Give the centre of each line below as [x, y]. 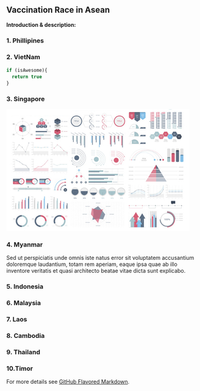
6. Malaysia [24, 303]
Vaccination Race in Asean [58, 10]
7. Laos [17, 320]
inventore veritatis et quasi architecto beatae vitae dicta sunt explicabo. [96, 271]
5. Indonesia [25, 287]
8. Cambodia [26, 335]
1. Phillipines [25, 40]
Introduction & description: [41, 24]
